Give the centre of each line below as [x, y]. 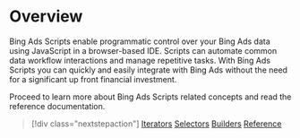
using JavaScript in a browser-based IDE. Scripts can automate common [143, 50]
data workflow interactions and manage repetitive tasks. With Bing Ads [140, 60]
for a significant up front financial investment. [93, 79]
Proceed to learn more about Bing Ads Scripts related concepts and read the [150, 97]
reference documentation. [57, 106]
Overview [46, 17]
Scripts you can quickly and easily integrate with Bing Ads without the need [149, 70]
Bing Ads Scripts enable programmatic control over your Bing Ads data [140, 41]
